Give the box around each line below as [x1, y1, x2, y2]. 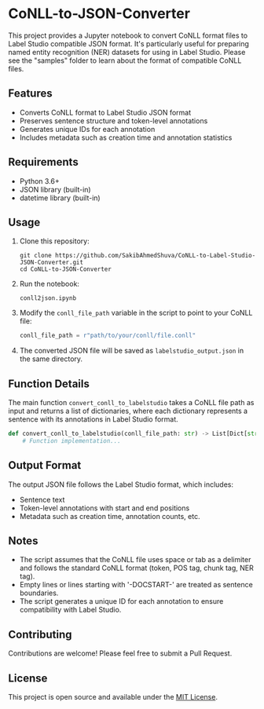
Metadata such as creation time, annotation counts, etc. [19, 511, 200, 521]
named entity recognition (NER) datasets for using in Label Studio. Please [8, 47, 246, 57]
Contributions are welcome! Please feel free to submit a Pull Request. [8, 649, 233, 658]
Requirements [8, 155, 79, 169]
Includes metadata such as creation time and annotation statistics [19, 133, 233, 142]
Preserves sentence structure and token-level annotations [19, 115, 208, 126]
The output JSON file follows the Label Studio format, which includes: [8, 480, 234, 489]
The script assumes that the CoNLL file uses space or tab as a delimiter [19, 555, 251, 565]
